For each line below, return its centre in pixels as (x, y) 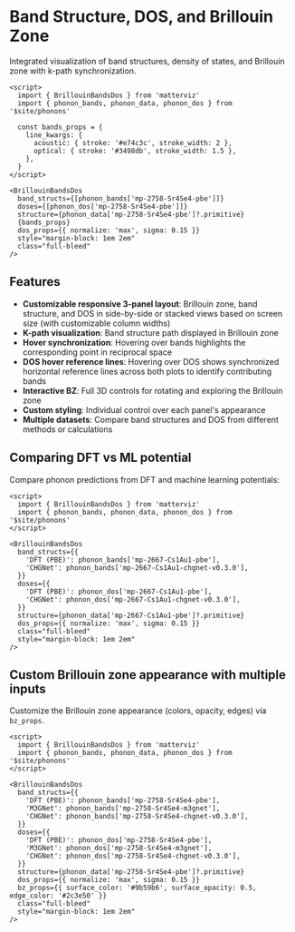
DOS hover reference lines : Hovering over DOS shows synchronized (151, 361)
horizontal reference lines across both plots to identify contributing (147, 371)
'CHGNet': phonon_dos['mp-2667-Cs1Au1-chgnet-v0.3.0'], (133, 599)
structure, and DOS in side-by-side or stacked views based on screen (152, 313)
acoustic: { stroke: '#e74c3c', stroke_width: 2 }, (133, 142)
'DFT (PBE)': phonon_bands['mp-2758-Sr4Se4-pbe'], (123, 800)
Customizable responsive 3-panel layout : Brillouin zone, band (140, 304)
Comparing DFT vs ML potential (100, 458)
